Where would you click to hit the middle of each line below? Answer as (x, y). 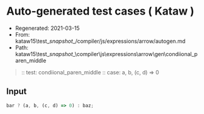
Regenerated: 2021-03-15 (47, 28)
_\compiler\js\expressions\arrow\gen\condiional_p (135, 54)
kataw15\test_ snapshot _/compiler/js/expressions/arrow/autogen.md (100, 41)
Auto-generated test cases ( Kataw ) (100, 11)
